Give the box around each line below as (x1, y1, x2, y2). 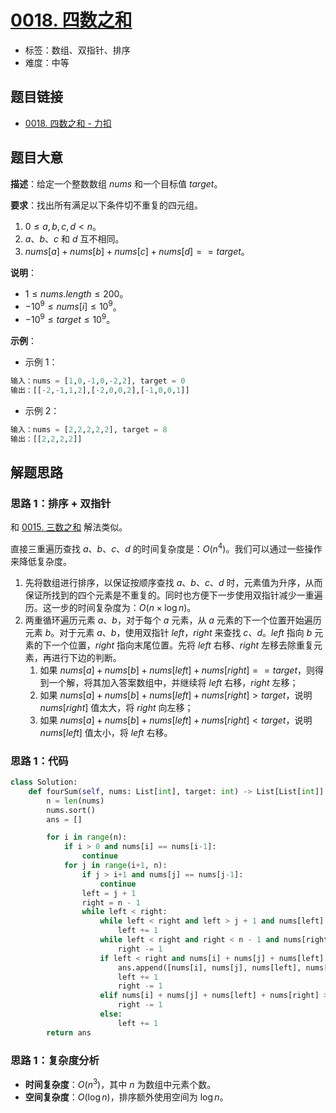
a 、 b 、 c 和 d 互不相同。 (24, 232, 125, 245)
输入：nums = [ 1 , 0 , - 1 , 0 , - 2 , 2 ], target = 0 (10, 376, 186, 386)
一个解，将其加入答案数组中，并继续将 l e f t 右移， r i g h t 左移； (48, 676, 299, 688)
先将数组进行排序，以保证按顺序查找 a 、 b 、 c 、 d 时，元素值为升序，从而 (24, 576, 323, 588)
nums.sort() (46, 805, 97, 815)
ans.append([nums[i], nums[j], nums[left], (117, 962, 302, 973)
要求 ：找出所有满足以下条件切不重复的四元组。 (10, 199, 203, 211)
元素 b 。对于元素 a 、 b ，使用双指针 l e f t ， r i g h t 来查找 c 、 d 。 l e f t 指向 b (24, 626, 313, 638)
